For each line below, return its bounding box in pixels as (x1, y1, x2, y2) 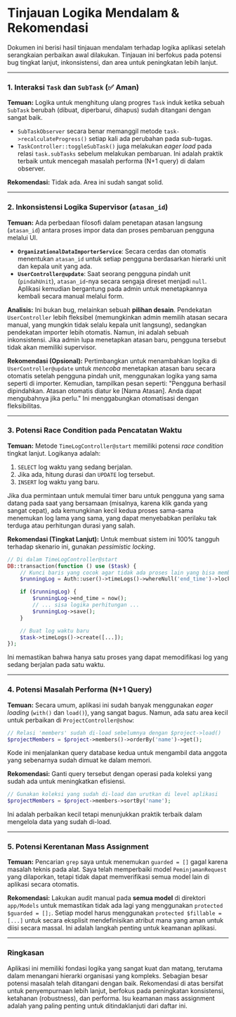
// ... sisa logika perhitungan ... (32, 601, 140, 609)
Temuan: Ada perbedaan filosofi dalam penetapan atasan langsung (7, 218, 203, 227)
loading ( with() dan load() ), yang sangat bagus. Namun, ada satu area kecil (7, 708, 228, 716)
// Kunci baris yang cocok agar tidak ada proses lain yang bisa (20, 569, 216, 576)
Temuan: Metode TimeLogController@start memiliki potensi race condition (7, 442, 223, 450)
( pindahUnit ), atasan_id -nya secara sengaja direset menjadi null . (17, 277, 207, 285)
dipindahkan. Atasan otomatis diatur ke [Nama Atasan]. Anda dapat (7, 386, 202, 395)
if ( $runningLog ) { (20, 588, 77, 596)
